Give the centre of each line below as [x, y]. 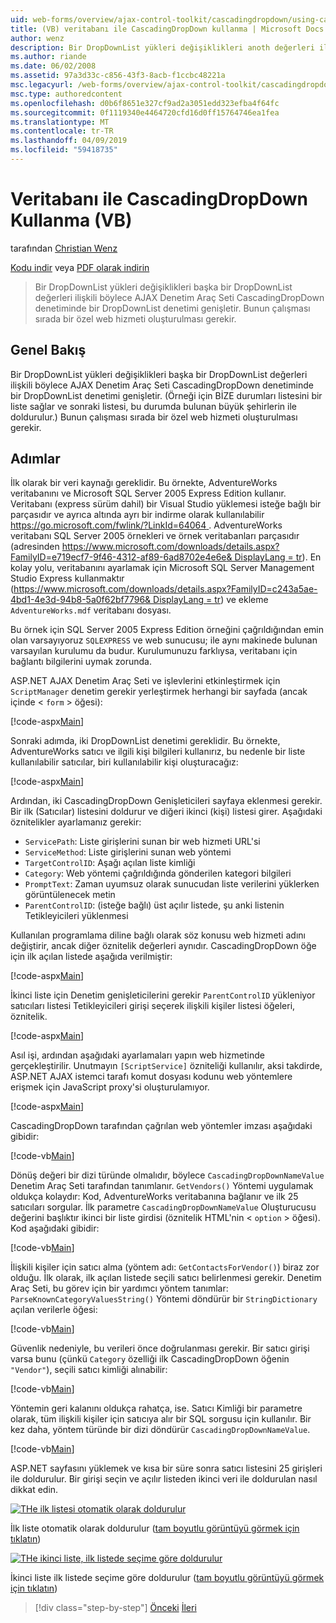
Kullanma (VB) [71, 220]
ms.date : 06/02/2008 [53, 66]
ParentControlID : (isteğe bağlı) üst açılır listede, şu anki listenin [154, 905]
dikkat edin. [34, 1490]
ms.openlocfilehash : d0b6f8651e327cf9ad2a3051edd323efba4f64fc [145, 103]
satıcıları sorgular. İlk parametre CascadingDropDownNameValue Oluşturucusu [163, 1207]
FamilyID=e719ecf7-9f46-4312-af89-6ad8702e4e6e [118, 557]
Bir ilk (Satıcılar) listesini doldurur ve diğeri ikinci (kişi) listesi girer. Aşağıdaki [166, 812]
